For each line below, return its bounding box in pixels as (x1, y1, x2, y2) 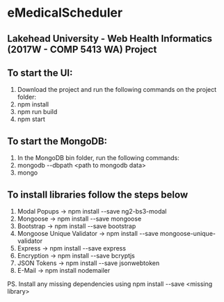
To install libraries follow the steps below (7, 189, 189, 200)
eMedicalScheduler (7, 5, 123, 21)
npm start (17, 115, 45, 123)
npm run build (17, 108, 58, 116)
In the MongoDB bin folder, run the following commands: (17, 154, 179, 162)
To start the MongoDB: (7, 135, 108, 147)
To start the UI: (7, 67, 73, 79)
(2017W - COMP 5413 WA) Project (7, 43, 157, 55)
